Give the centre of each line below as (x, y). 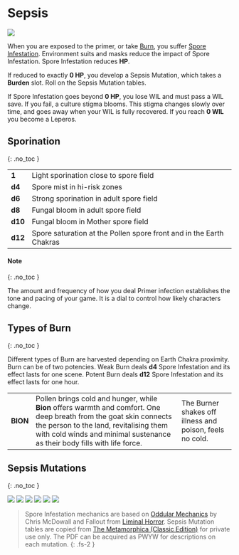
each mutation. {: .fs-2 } (60, 544)
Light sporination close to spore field (93, 175)
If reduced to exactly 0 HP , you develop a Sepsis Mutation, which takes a (115, 75)
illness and (199, 421)
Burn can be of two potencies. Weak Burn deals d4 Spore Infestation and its (119, 366)
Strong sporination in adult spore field (95, 199)
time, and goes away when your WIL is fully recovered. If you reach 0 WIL (116, 111)
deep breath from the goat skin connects (103, 416)
